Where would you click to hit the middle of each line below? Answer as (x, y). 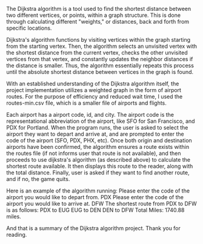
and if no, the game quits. (38, 179)
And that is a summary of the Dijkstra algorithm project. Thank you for (93, 228)
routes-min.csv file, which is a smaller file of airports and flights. (86, 103)
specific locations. (29, 28)
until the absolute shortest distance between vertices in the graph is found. (100, 72)
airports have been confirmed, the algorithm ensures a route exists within (98, 147)
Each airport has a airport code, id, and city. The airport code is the (90, 115)
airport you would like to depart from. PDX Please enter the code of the (95, 197)
